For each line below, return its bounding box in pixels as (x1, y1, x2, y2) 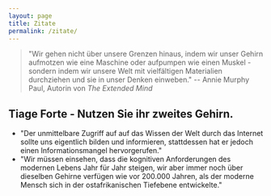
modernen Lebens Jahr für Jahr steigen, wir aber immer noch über (19, 163, 243, 173)
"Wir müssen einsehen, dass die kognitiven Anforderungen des (19, 155, 231, 164)
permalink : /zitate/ (8, 27, 78, 35)
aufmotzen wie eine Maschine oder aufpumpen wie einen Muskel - (28, 58, 252, 67)
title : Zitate (8, 19, 57, 28)
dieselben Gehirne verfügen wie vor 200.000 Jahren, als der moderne (19, 172, 255, 181)
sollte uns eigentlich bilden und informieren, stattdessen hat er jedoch (19, 137, 253, 147)
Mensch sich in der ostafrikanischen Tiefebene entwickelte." (19, 180, 222, 190)
